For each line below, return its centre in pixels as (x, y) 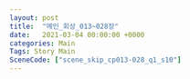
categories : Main (42, 43)
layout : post (34, 18)
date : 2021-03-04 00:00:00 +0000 (77, 35)
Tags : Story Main (42, 52)
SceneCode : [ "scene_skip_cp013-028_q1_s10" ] (95, 60)
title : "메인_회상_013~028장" (64, 26)
